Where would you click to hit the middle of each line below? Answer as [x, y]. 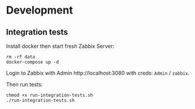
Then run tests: [24, 84]
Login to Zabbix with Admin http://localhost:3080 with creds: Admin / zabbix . [98, 73]
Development [40, 10]
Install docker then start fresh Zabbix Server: [60, 46]
